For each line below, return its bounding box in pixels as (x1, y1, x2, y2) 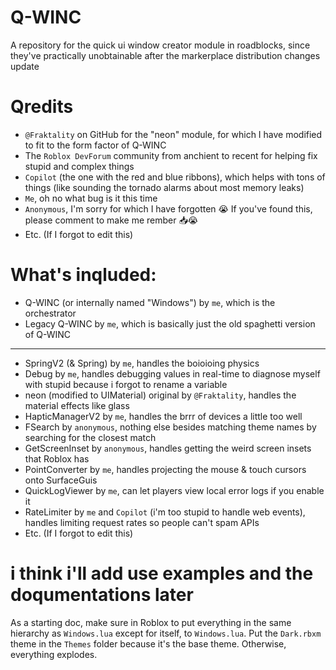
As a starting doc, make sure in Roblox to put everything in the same (10, 616, 292, 628)
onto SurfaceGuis (24, 474, 98, 486)
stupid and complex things (24, 160, 135, 172)
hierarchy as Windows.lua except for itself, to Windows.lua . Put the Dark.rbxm (10, 627, 322, 639)
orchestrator (24, 307, 77, 319)
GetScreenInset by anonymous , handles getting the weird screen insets (24, 442, 312, 454)
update (10, 60, 40, 72)
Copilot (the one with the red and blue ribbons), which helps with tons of (24, 171, 326, 183)
